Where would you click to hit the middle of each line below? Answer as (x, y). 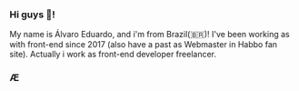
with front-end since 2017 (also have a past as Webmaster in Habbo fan (144, 45)
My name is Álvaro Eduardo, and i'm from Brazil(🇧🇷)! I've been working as (149, 35)
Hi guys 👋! (33, 15)
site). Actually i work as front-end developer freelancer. (113, 55)
